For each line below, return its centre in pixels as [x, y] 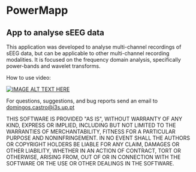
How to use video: [28, 78]
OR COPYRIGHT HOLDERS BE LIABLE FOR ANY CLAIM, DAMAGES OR [93, 144]
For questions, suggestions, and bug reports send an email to [82, 101]
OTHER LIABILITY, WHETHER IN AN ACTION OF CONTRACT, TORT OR [94, 151]
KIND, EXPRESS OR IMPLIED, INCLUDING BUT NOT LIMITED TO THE [91, 125]
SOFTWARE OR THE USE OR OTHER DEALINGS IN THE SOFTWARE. [90, 163]
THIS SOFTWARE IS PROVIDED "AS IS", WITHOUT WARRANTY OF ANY [94, 119]
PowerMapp [37, 10]
